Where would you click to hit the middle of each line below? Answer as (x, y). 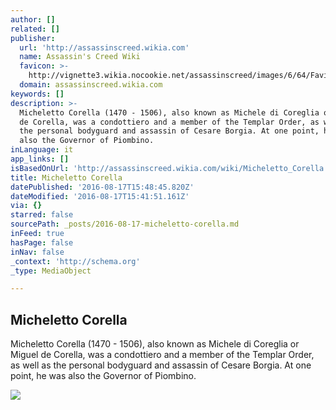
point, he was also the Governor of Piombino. (103, 376)
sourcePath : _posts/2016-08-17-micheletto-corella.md (125, 224)
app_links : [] (40, 159)
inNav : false (37, 252)
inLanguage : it (42, 150)
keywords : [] (37, 94)
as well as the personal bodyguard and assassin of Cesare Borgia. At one (161, 365)
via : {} (26, 206)
